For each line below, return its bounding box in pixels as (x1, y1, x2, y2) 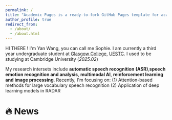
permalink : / (5, 7, 33, 13)
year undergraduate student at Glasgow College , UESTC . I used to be (5, 51, 152, 57)
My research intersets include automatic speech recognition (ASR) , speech (5, 66, 166, 72)
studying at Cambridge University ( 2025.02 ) (5, 56, 98, 62)
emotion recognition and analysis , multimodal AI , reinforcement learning (5, 71, 164, 77)
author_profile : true (5, 17, 52, 22)
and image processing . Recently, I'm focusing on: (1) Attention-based (5, 77, 153, 83)
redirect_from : (5, 21, 38, 27)
